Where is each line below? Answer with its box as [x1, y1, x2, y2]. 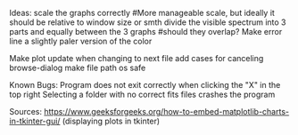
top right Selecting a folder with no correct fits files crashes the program [9, 89, 276, 99]
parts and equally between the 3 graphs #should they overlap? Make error [9, 27, 283, 36]
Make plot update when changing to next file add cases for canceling [9, 53, 264, 63]
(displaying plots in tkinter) [62, 115, 161, 126]
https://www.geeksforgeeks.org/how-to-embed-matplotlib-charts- [44, 107, 290, 116]
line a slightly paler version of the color [9, 36, 153, 46]
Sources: [9, 107, 43, 116]
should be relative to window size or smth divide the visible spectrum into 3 [9, 17, 286, 28]
